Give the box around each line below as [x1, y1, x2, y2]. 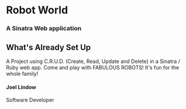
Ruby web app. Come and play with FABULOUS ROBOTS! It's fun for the [6, 64, 180, 71]
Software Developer [6, 97, 54, 104]
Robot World [6, 3, 68, 17]
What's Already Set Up [6, 42, 91, 52]
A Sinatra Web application [6, 24, 82, 33]
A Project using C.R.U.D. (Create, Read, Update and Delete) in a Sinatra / [6, 58, 180, 65]
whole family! [6, 70, 39, 77]
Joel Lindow [6, 83, 36, 90]
